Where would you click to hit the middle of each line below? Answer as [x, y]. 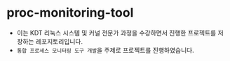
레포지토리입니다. [59, 41]
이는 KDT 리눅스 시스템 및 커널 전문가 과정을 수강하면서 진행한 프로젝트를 [116, 33]
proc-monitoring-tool [70, 13]
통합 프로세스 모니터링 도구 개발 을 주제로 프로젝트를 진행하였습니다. [105, 50]
